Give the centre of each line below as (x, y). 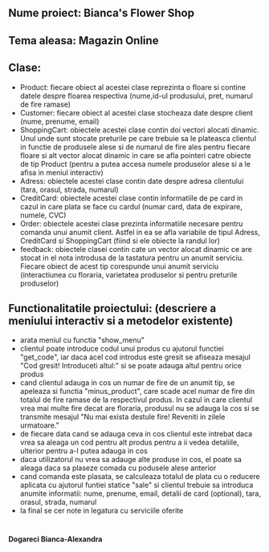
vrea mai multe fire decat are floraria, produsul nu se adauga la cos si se (139, 408)
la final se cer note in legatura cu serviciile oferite (102, 511)
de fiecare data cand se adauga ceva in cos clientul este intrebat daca (136, 434)
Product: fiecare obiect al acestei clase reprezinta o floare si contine (133, 87)
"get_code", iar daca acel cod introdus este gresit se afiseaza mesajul (135, 357)
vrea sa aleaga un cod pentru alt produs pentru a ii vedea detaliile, (129, 442)
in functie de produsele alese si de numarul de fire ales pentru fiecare (135, 147)
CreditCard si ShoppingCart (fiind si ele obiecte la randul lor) (120, 241)
